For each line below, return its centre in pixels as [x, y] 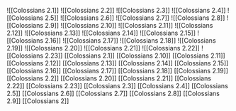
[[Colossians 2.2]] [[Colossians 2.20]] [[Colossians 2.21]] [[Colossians [109, 78]
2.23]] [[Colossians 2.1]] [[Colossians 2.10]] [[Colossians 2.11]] [135, 55]
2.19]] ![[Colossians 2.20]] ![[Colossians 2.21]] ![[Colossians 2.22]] [103, 48]
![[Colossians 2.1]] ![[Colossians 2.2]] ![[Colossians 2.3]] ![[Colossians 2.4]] [116, 10]
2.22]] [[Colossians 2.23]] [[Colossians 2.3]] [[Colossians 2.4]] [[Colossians [117, 86]
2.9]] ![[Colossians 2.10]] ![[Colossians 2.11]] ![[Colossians [129, 25]
